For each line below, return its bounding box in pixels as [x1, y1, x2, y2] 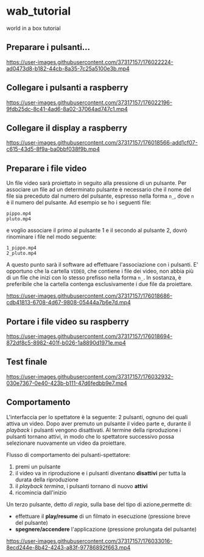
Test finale [6, 357, 47, 367]
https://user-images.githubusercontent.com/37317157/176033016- [6, 537, 173, 544]
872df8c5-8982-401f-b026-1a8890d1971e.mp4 [6, 339, 126, 346]
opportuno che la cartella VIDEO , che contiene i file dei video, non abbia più [6, 267, 194, 275]
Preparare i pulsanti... [6, 42, 90, 52]
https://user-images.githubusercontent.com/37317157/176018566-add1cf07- [6, 139, 198, 146]
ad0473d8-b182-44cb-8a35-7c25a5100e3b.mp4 [6, 65, 130, 72]
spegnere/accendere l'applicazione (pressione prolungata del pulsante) [15, 525, 197, 533]
